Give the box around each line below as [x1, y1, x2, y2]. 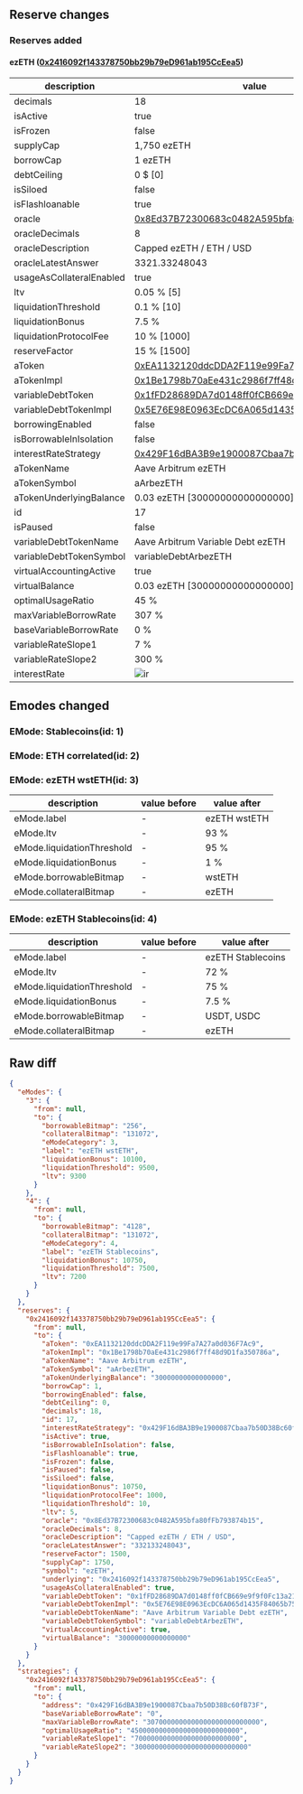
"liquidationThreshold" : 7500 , [41, 1264, 160, 1273]
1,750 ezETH [133, 139, 191, 152]
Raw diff [9, 1055, 57, 1070]
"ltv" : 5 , [41, 1508, 78, 1517]
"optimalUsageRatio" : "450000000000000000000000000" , [41, 1725, 248, 1735]
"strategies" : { [17, 1667, 78, 1677]
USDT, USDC [205, 1010, 262, 1023]
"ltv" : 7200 [41, 1273, 87, 1282]
